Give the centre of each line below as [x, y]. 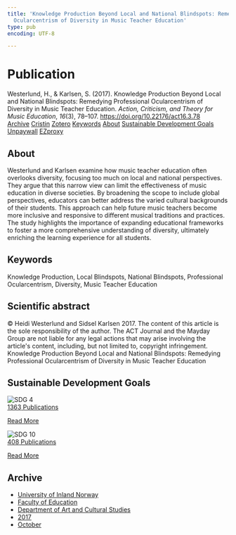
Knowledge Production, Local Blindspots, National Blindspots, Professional [115, 277]
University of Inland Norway [58, 495]
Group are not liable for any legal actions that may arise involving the [106, 338]
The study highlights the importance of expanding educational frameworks [116, 223]
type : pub [22, 27]
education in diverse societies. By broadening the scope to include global [113, 193]
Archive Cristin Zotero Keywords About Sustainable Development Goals [111, 124]
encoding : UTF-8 [31, 33]
